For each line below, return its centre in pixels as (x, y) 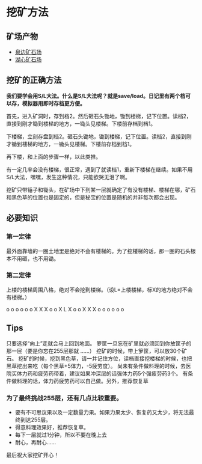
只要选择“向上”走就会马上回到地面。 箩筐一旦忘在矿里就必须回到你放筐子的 (99, 343)
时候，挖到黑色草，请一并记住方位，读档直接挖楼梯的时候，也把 (113, 358)
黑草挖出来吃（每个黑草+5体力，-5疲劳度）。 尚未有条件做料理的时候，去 (96, 366)
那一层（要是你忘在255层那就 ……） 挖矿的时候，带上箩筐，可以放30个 (94, 351)
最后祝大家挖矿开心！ (32, 455)
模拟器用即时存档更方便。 (54, 103)
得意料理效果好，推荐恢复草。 (52, 427)
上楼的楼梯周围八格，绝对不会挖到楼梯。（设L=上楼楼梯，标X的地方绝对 (94, 290)
